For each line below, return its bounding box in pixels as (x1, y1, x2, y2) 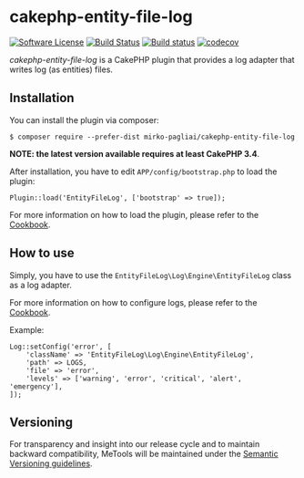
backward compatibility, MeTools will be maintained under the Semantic (9, 449, 279, 460)
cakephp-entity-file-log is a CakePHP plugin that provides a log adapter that (9, 54, 295, 65)
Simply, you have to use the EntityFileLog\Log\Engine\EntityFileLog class (9, 269, 292, 280)
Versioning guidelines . (9, 458, 93, 469)
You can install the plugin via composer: (9, 114, 159, 125)
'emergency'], (9, 381, 64, 391)
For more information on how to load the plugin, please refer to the (9, 209, 259, 220)
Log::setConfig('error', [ (9, 342, 112, 351)
